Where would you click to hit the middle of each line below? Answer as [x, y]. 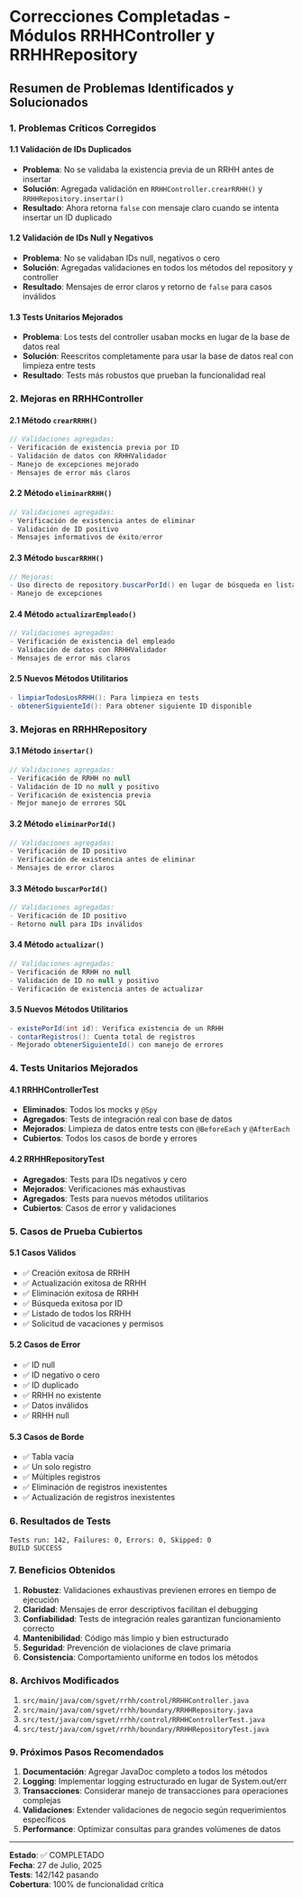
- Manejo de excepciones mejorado [74, 464]
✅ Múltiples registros [61, 1477]
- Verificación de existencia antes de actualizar [106, 989]
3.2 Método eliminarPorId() [63, 823]
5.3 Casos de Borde [47, 1436]
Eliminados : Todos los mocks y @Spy [90, 1110]
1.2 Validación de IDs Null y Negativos [81, 238]
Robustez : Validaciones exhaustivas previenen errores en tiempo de [149, 1590]
